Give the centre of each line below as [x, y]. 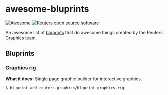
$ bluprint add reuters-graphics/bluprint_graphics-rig [65, 88]
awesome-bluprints [47, 9]
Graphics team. [21, 38]
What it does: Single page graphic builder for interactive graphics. [74, 79]
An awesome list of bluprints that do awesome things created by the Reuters [84, 32]
